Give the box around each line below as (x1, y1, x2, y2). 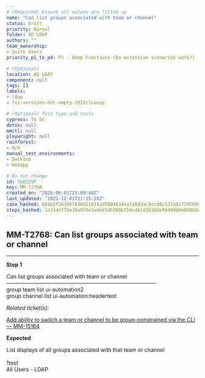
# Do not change (6, 172, 48, 179)
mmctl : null (6, 128, 37, 134)
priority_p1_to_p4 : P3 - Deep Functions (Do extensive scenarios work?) (6, 54, 195, 61)
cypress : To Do (6, 116, 45, 122)
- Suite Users (6, 49, 43, 55)
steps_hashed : (6, 207, 43, 213)
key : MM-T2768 (6, 184, 43, 190)
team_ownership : (6, 43, 48, 50)
